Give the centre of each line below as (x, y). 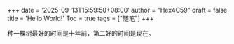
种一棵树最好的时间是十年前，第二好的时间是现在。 (81, 33)
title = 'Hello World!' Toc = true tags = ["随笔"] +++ (81, 18)
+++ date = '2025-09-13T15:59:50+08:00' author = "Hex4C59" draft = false (117, 10)
